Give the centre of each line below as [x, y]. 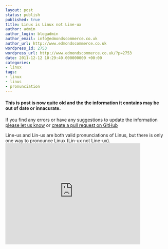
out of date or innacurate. [33, 108]
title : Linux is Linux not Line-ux [43, 24]
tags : [11, 72]
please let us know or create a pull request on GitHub [62, 125]
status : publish [23, 15]
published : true [23, 20]
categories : [18, 63]
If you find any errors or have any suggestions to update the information [81, 120]
